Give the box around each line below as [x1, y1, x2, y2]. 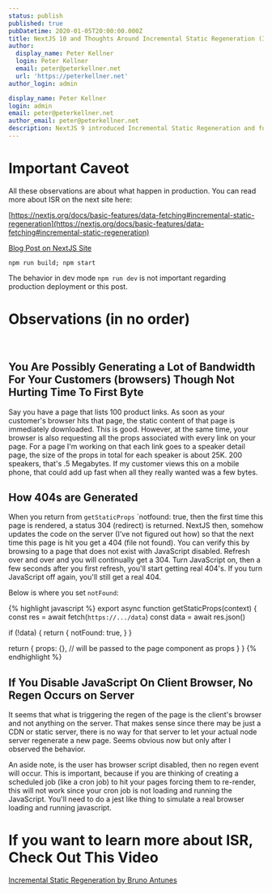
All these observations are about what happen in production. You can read [8, 185, 257, 195]
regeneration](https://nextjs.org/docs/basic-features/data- [8, 219, 205, 228]
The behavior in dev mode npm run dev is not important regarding [8, 273, 227, 283]
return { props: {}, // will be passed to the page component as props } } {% [8, 644, 257, 653]
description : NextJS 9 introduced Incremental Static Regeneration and [8, 125, 255, 133]
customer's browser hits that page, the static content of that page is [8, 415, 236, 425]
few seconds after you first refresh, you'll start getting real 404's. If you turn [8, 563, 263, 573]
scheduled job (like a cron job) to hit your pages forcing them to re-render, [8, 777, 257, 787]
